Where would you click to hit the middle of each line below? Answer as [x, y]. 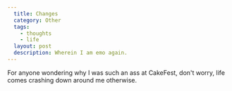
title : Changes [36, 14]
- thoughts [36, 33]
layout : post [33, 46]
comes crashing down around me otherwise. [72, 80]
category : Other [37, 20]
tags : [22, 27]
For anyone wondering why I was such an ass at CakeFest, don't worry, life [116, 72]
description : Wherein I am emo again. [71, 53]
